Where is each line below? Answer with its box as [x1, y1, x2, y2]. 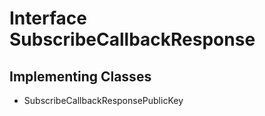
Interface [9, 7, 87, 30]
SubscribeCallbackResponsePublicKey [23, 95, 184, 106]
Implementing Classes [9, 68, 152, 85]
